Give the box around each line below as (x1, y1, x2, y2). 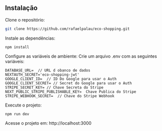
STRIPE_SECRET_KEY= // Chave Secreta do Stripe (5, 85, 104, 90)
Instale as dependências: (5, 35, 56, 41)
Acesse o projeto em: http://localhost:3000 (5, 120, 92, 126)
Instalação (5, 4, 38, 12)
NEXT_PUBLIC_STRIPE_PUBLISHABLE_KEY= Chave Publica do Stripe (5, 89, 137, 94)
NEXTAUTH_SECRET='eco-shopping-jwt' (5, 72, 80, 77)
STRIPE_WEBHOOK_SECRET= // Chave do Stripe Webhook (5, 93, 115, 98)
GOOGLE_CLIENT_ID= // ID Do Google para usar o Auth (5, 76, 117, 81)
